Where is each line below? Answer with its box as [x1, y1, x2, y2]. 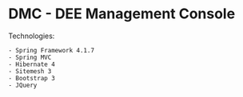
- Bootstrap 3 [8, 74, 56, 82]
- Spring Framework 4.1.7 [8, 46, 94, 54]
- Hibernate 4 [8, 60, 56, 68]
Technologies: [8, 31, 55, 41]
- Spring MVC [8, 53, 52, 61]
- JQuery [8, 81, 38, 89]
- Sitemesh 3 [8, 67, 52, 76]
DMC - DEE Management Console [8, 5, 236, 23]
